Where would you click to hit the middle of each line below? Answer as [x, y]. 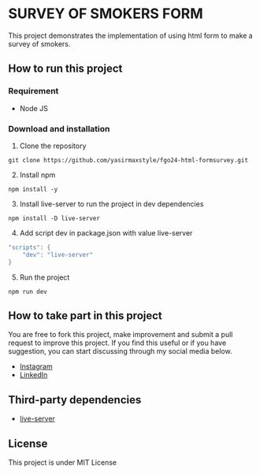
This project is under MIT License [62, 462]
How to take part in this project [85, 315]
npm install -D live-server [54, 218]
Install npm [37, 175]
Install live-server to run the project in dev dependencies [111, 204]
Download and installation [59, 128]
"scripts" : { [30, 247]
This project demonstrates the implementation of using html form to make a [131, 35]
